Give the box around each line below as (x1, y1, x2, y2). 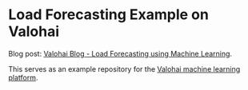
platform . (8, 72, 38, 82)
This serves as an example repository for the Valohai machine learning (8, 64, 241, 73)
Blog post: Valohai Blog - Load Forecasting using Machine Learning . (8, 49, 233, 58)
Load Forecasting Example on (8, 6, 210, 24)
